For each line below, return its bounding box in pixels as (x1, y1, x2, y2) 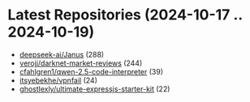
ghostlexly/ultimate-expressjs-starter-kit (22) (19, 83, 170, 94)
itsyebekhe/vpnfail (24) (19, 75, 98, 85)
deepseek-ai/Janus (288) (19, 49, 105, 59)
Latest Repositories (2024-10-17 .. (7, 6, 243, 24)
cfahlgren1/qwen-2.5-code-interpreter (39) (19, 66, 164, 76)
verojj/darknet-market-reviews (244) (19, 58, 143, 68)
